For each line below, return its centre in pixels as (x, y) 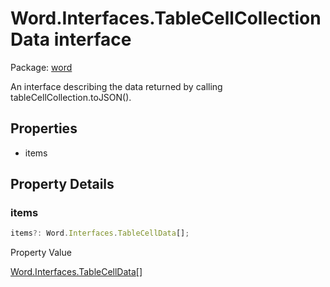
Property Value (41, 253)
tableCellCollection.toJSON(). (71, 97)
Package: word (41, 67)
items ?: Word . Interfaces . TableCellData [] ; (100, 233)
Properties (44, 128)
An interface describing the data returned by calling (116, 86)
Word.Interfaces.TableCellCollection (166, 18)
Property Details (62, 184)
